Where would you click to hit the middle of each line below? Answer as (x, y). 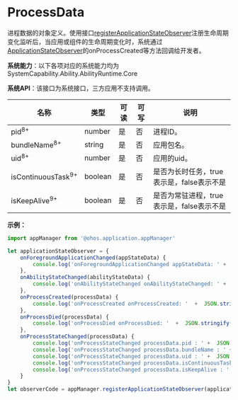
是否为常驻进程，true (188, 195)
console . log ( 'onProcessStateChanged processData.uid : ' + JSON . (133, 356)
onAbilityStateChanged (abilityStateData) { (85, 278)
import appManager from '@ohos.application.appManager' (91, 238)
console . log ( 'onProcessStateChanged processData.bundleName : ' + (133, 350)
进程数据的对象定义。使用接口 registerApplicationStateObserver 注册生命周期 (118, 33)
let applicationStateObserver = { (58, 251)
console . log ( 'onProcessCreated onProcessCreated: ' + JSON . (126, 304)
